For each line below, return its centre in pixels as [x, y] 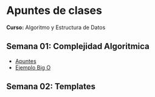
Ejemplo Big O [33, 67]
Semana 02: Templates [51, 86]
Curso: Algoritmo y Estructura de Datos [56, 27]
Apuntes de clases [54, 11]
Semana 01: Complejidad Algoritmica [78, 46]
